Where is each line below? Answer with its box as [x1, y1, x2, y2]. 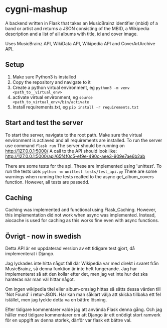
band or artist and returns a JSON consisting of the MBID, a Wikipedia [5, 25, 149, 31]
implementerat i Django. [5, 251, 55, 257]
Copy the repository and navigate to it [12, 79, 91, 85]
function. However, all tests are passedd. [5, 179, 90, 185]
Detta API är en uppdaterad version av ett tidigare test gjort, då [5, 245, 135, 252]
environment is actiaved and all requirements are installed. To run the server [5, 137, 162, 143]
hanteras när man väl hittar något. [5, 276, 75, 282]
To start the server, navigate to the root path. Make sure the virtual [5, 132, 142, 138]
